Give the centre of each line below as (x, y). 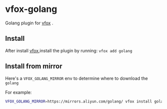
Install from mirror (34, 66)
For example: (19, 92)
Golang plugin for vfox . (29, 23)
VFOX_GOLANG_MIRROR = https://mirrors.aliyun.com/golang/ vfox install (79, 101)
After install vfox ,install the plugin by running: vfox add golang (69, 50)
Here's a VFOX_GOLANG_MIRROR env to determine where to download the (77, 78)
